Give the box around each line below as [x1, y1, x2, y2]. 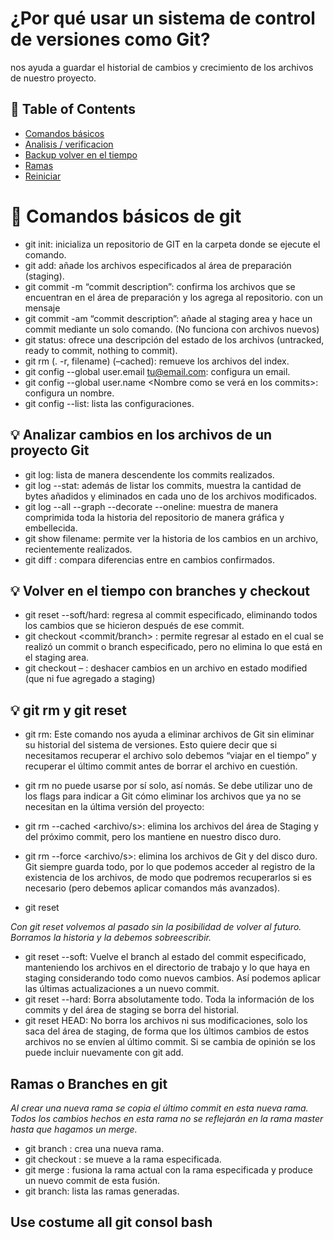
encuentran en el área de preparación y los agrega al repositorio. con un [24, 291, 324, 303]
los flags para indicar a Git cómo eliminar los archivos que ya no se [24, 790, 302, 802]
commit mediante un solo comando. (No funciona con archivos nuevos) [24, 323, 320, 335]
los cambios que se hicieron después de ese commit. [24, 620, 245, 632]
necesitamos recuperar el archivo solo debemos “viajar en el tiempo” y [24, 750, 317, 762]
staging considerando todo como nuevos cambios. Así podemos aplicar [24, 972, 321, 984]
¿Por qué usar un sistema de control [10, 7, 316, 30]
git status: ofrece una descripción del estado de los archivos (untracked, [24, 333, 325, 346]
